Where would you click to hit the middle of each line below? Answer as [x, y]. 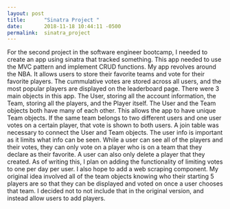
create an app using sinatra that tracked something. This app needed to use [114, 60]
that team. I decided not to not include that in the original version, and [105, 191]
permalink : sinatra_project [49, 33]
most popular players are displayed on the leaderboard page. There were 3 [113, 89]
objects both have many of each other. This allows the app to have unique [112, 111]
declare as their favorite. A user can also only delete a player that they [106, 155]
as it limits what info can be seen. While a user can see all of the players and [115, 140]
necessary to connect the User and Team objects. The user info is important [115, 133]
